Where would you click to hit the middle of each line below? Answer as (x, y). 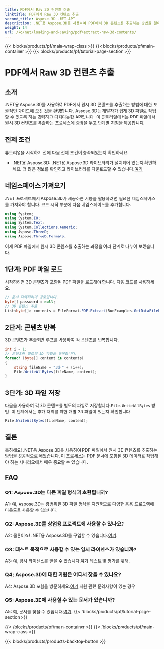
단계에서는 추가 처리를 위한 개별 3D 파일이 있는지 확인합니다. (74, 411)
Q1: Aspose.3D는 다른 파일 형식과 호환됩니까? (57, 492)
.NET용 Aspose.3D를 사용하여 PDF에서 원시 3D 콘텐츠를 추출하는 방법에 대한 (79, 105)
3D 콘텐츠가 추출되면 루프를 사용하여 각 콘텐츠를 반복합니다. (62, 340)
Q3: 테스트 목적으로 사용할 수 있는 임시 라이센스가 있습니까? (71, 549)
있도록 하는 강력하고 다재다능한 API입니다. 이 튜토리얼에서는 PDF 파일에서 (85, 117)
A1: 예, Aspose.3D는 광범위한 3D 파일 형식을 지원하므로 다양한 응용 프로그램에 (80, 504)
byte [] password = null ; (30, 302)
